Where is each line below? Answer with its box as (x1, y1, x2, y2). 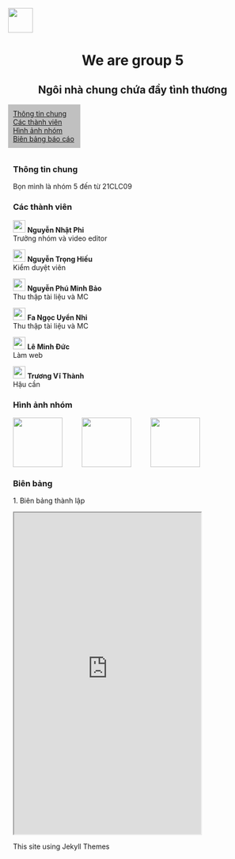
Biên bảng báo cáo (13, 135, 74, 143)
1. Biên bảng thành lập (13, 496, 85, 506)
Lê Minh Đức (27, 341, 70, 352)
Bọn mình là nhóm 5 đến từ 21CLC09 (13, 182, 133, 192)
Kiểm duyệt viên (13, 262, 66, 272)
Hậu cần (13, 379, 40, 389)
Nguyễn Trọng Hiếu (27, 254, 93, 264)
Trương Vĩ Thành (27, 371, 85, 380)
